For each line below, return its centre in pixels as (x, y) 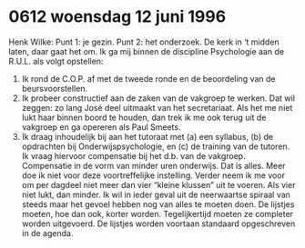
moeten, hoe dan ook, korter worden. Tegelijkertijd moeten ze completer (157, 213)
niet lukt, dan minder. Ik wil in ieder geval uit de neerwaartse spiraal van (156, 194)
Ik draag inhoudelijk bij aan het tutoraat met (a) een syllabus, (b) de (147, 136)
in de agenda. (47, 233)
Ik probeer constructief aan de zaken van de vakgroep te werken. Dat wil (158, 98)
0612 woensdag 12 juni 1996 (117, 17)
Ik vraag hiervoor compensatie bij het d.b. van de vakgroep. (134, 155)
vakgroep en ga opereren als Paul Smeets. (101, 127)
